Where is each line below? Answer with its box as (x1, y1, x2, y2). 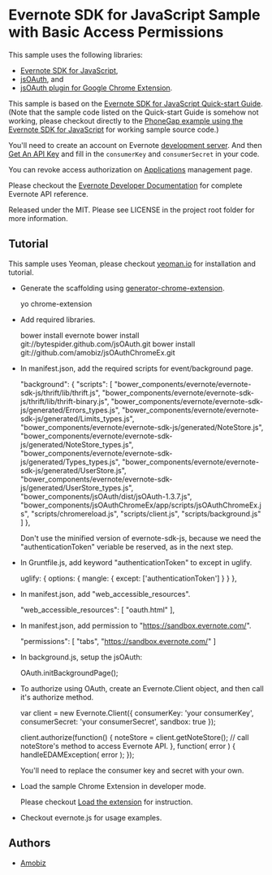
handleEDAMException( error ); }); (19, 750, 135, 760)
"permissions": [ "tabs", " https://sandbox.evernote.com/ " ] (19, 636, 217, 646)
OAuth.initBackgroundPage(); (19, 668, 119, 677)
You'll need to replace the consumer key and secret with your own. (19, 765, 244, 775)
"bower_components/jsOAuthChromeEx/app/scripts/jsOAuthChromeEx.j (19, 500, 261, 510)
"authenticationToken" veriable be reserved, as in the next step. (19, 542, 234, 551)
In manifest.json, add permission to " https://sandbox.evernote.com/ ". (19, 620, 252, 630)
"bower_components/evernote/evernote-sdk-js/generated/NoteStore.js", (19, 422, 264, 432)
